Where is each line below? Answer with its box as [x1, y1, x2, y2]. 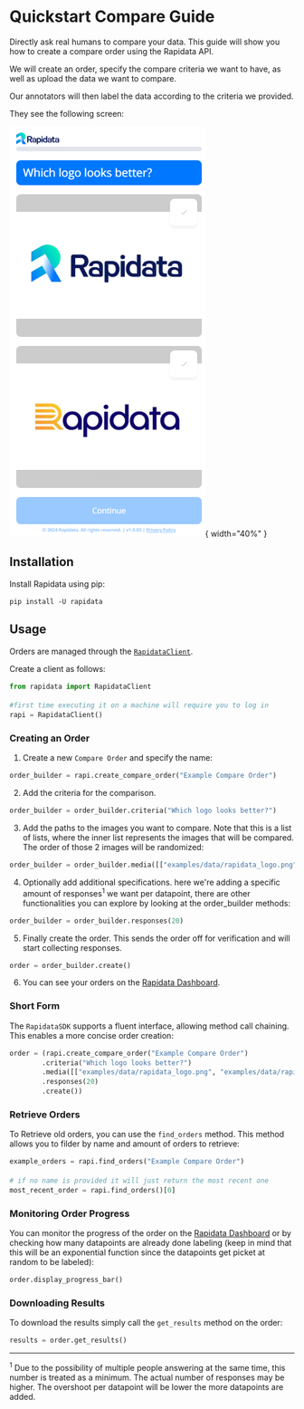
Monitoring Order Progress [9, 1207, 130, 1220]
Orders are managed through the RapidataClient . [9, 646, 194, 657]
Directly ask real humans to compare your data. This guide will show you [9, 36, 280, 47]
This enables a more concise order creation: [9, 1030, 175, 1040]
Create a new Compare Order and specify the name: [22, 752, 213, 763]
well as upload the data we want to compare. [9, 72, 176, 83]
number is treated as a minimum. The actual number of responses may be [9, 1372, 285, 1383]
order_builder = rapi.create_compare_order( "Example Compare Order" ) [9, 772, 278, 781]
